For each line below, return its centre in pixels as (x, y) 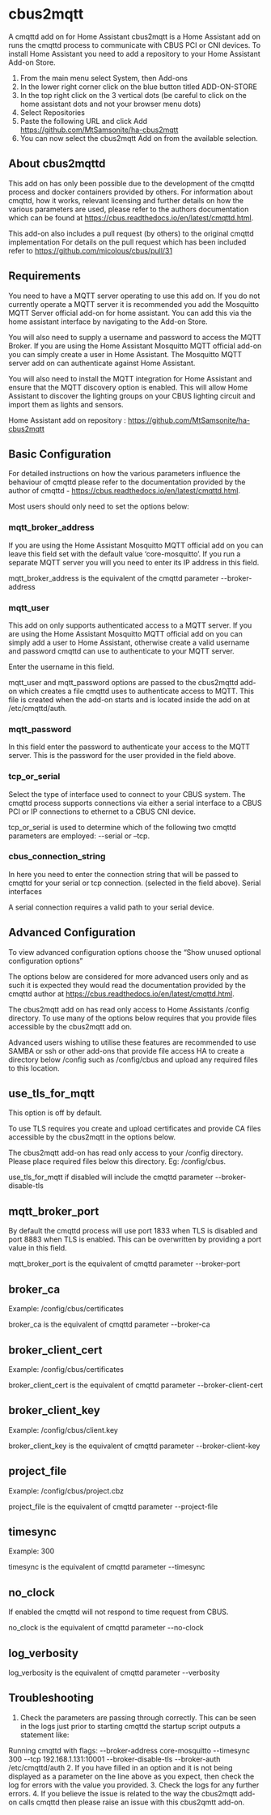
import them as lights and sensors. (66, 404)
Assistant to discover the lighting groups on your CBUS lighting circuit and (132, 396)
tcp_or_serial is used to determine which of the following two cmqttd (122, 827)
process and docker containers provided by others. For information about (131, 192)
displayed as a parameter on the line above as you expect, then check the (131, 1776)
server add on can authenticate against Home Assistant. (102, 363)
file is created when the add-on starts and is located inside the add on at (129, 699)
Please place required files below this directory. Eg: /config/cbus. (117, 1161)
